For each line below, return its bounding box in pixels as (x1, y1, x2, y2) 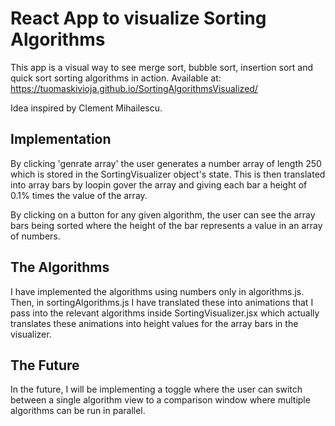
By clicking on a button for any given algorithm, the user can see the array (10, 208, 316, 221)
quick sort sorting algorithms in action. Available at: (10, 72, 222, 84)
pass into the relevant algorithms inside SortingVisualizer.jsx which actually (10, 307, 320, 319)
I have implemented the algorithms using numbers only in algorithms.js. (10, 285, 305, 297)
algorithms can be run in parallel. (10, 405, 146, 417)
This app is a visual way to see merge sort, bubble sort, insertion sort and (10, 61, 314, 73)
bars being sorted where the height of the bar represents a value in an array (10, 219, 323, 231)
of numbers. (10, 230, 61, 242)
